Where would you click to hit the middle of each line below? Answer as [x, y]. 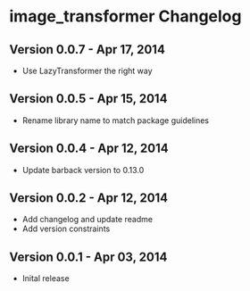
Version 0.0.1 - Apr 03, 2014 [88, 257]
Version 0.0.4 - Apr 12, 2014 [89, 149]
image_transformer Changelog [125, 17]
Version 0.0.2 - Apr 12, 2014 [89, 198]
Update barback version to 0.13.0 [83, 170]
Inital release [46, 279]
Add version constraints [66, 229]
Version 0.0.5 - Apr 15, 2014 [88, 99]
